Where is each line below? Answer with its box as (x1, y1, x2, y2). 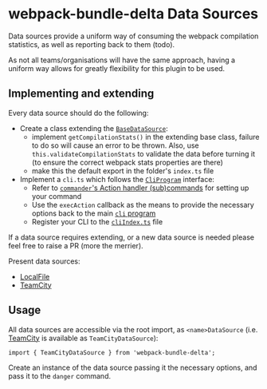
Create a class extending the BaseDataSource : (19, 123, 169, 133)
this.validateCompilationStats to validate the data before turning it (31, 149, 255, 158)
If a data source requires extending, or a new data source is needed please (8, 232, 255, 242)
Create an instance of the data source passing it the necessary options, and (8, 363, 257, 372)
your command (31, 191, 82, 200)
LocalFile (19, 272, 50, 281)
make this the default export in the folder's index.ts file (31, 165, 214, 176)
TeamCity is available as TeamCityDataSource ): (8, 333, 159, 343)
